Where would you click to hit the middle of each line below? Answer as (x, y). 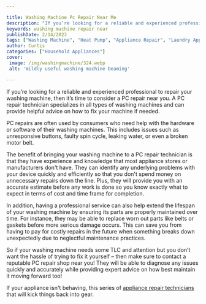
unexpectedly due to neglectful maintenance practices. (76, 238)
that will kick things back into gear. (50, 294)
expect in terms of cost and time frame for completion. (75, 193)
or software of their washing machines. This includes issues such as (93, 129)
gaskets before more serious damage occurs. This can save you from (94, 225)
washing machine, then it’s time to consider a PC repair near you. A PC (96, 98)
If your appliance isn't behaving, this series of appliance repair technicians (100, 287)
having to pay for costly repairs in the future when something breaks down (101, 231)
